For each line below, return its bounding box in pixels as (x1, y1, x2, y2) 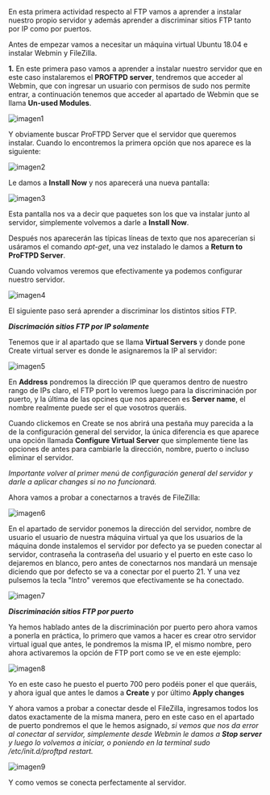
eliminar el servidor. (8, 453, 74, 462)
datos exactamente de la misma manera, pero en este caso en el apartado (8, 712, 255, 722)
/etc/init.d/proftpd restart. (8, 747, 94, 755)
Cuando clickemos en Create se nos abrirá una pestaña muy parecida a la (8, 419, 254, 428)
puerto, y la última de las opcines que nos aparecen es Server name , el (8, 395, 246, 404)
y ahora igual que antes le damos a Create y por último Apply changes (8, 688, 245, 697)
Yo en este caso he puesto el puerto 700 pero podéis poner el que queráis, (8, 680, 258, 688)
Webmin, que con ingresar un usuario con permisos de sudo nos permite (8, 81, 251, 90)
